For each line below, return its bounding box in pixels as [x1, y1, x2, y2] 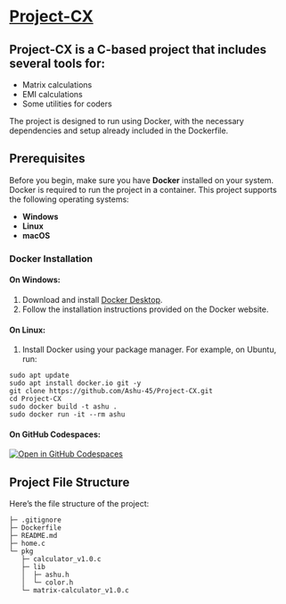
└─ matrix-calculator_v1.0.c [20, 586, 129, 595]
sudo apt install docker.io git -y [9, 379, 142, 388]
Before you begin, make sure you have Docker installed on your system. [9, 174, 274, 185]
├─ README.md [9, 532, 58, 541]
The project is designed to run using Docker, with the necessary [9, 116, 245, 126]
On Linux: [9, 324, 46, 335]
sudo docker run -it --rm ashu [9, 410, 126, 419]
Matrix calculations [21, 80, 93, 90]
